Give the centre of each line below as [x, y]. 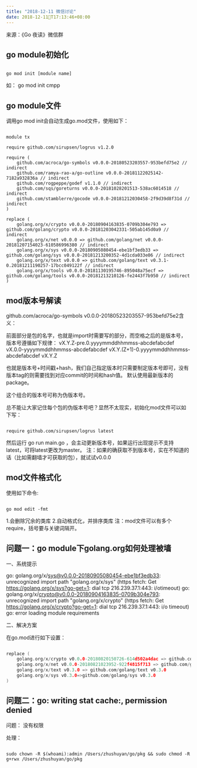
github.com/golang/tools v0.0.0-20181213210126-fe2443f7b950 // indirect [98, 276]
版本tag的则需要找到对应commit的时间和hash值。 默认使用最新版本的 [90, 375]
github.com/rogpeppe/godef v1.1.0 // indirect [74, 183]
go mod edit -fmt [27, 509]
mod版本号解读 [34, 300]
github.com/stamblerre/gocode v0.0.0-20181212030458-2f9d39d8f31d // [103, 199]
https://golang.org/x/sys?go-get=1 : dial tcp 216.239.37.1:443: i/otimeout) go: [98, 588]
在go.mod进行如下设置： [36, 637]
